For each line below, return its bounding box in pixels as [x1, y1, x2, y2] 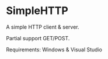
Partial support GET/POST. [6, 34, 70, 41]
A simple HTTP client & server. [6, 23, 79, 30]
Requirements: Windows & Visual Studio [6, 46, 102, 53]
